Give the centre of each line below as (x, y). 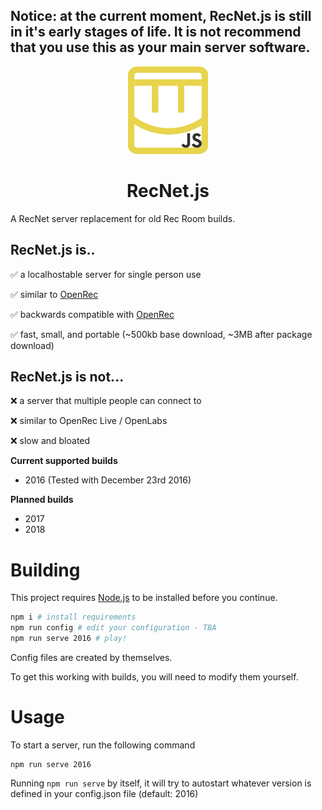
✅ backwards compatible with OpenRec (92, 314)
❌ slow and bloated (50, 441)
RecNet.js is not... (67, 376)
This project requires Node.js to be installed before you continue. (144, 598)
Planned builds (42, 500)
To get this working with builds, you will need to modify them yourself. (154, 676)
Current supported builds (64, 461)
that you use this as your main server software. (160, 47)
